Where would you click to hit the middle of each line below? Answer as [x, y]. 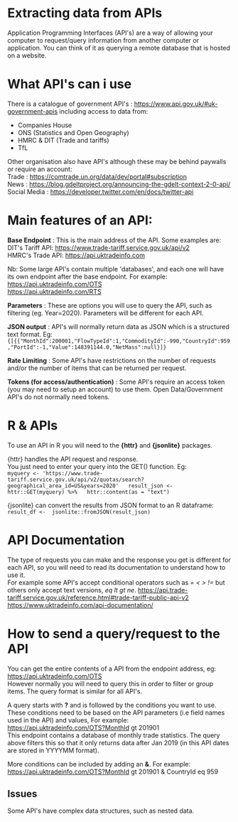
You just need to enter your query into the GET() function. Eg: [97, 466]
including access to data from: [104, 111]
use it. [16, 575]
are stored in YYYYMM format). [53, 750]
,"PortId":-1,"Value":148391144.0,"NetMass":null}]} [87, 347]
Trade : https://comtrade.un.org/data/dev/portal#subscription [97, 176]
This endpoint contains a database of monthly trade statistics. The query [114, 735]
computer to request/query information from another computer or [103, 40]
